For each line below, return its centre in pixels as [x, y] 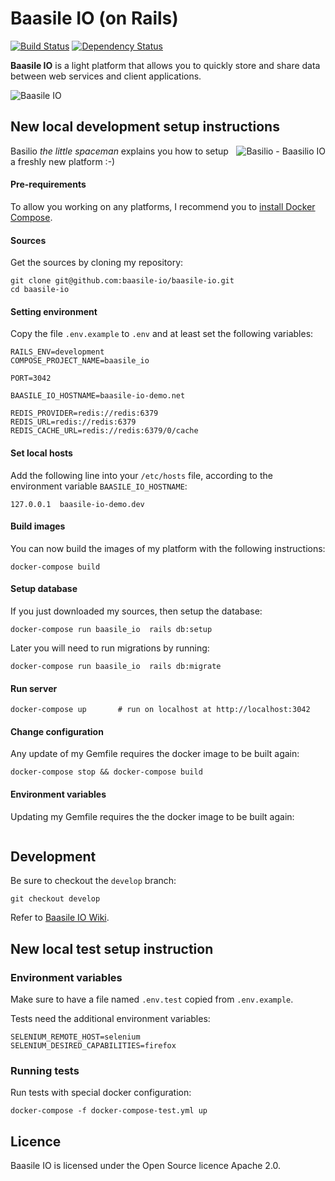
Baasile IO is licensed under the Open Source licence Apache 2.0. [146, 1166]
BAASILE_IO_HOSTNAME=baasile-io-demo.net [98, 396]
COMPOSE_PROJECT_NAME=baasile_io [80, 361]
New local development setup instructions [145, 127]
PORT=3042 [31, 378]
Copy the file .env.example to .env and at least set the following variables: [162, 334]
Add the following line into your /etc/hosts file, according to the [141, 475]
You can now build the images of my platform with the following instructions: [168, 548]
